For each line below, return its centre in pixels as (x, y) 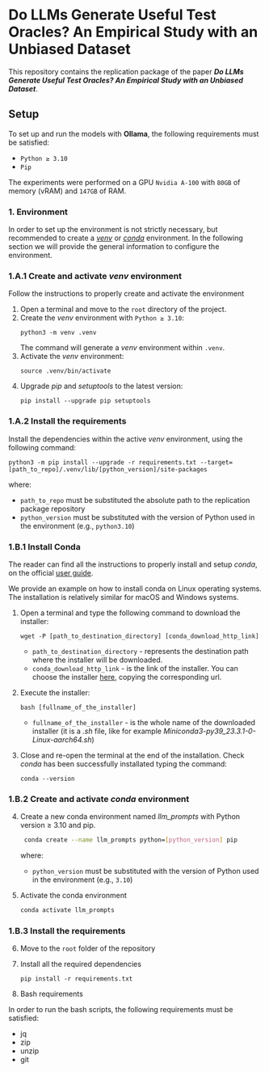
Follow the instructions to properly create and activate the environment (126, 293)
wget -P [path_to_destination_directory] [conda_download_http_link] (140, 636)
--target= (216, 462)
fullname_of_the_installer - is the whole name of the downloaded (144, 722)
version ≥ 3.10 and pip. (58, 825)
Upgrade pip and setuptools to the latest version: (101, 386)
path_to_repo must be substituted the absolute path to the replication (135, 500)
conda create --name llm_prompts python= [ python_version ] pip (131, 840)
